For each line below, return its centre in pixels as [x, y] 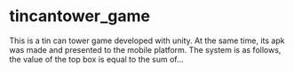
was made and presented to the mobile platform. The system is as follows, [145, 49]
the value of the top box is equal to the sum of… [96, 59]
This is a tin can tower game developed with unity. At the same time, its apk [147, 40]
